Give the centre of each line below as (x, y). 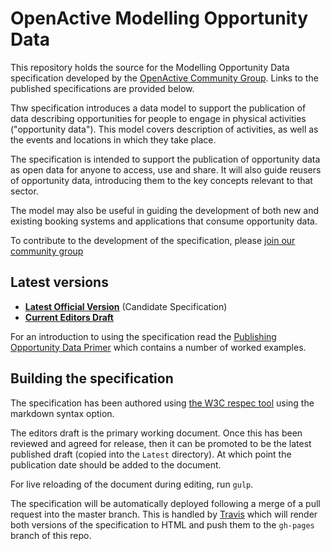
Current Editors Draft (69, 317)
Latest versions (59, 282)
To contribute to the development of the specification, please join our (153, 240)
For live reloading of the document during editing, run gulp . (132, 484)
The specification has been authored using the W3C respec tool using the (162, 403)
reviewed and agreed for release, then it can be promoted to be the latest (161, 443)
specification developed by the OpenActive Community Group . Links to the (164, 78)
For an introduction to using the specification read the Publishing (143, 336)
